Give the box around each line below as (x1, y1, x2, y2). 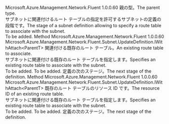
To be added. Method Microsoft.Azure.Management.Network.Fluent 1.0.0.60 (5, 34, 164, 39)
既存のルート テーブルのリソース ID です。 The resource (45, 85, 160, 91)
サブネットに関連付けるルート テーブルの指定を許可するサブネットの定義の (5, 16, 162, 22)
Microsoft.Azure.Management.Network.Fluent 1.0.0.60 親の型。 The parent (5, 5, 160, 11)
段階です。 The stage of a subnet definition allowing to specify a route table (5, 23, 162, 28)
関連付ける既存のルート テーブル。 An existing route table (45, 45, 163, 51)
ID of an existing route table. (5, 91, 64, 97)
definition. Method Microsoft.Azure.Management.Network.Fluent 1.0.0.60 (5, 74, 158, 80)
